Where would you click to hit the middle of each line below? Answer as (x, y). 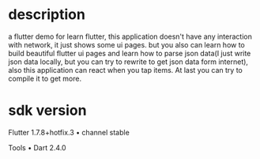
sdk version (47, 110)
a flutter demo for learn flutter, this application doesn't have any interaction (130, 36)
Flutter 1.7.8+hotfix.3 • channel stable (69, 132)
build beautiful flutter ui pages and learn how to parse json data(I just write (130, 53)
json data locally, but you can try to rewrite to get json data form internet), (128, 62)
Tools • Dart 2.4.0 (37, 147)
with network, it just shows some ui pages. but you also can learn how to (126, 44)
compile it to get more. (45, 78)
